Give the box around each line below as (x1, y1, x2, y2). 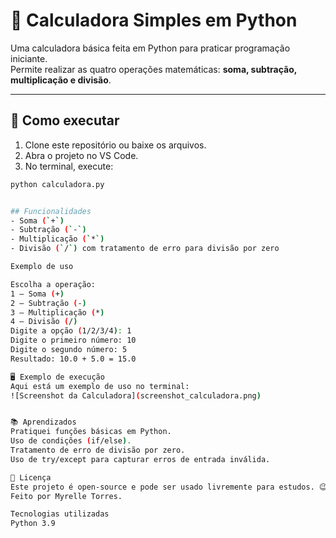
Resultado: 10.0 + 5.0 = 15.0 (10, 354, 137, 364)
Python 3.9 (10, 519, 56, 529)
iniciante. (10, 52, 48, 64)
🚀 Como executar (10, 112, 120, 129)
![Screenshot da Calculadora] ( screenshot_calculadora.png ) (10, 390, 262, 401)
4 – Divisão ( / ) (10, 317, 78, 327)
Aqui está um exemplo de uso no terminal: (10, 381, 190, 391)
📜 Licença (10, 472, 52, 483)
